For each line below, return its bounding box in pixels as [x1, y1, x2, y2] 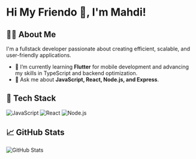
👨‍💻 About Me [6, 29, 56, 40]
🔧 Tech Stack [6, 93, 56, 104]
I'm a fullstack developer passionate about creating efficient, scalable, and [6, 45, 191, 52]
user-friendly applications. [6, 52, 72, 59]
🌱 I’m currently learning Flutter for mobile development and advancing [14, 63, 189, 70]
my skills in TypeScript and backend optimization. [14, 70, 138, 77]
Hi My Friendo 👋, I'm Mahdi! [6, 5, 147, 19]
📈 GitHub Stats [6, 127, 65, 137]
